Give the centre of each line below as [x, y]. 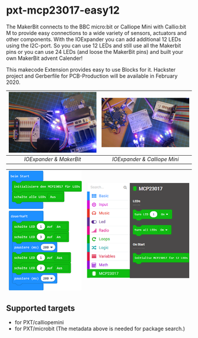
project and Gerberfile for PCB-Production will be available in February [92, 76]
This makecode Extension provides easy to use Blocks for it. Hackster [91, 69]
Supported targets [41, 308]
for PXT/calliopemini [39, 323]
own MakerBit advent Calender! [44, 58]
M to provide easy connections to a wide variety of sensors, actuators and [96, 33]
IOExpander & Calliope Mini [145, 159]
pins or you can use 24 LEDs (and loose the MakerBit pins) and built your [95, 51]
